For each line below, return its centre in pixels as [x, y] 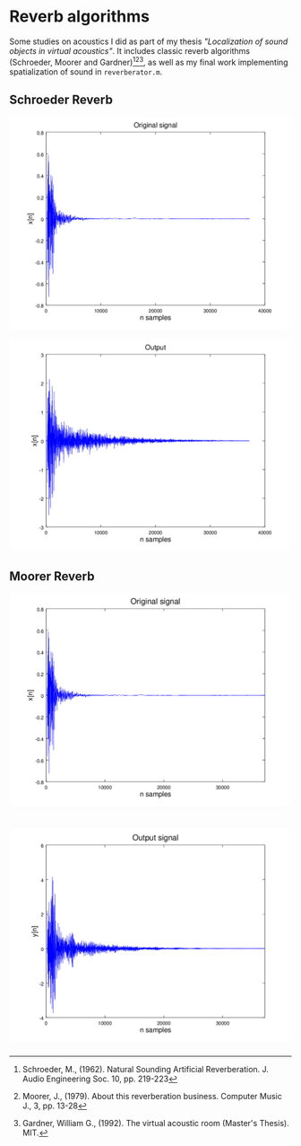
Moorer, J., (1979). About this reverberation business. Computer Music [152, 1097]
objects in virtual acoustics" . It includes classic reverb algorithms [130, 50]
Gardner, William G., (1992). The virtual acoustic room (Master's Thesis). [155, 1124]
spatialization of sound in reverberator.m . [86, 71]
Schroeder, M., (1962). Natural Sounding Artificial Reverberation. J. [145, 1070]
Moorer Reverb [52, 576]
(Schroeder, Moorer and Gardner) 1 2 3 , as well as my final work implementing [149, 61]
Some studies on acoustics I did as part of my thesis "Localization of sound [149, 41]
